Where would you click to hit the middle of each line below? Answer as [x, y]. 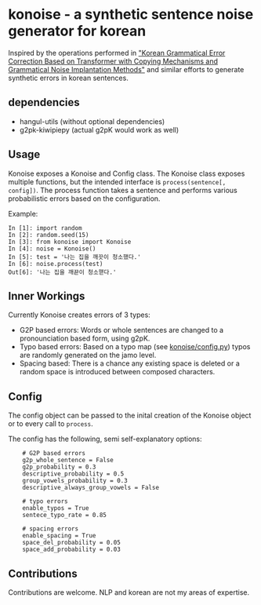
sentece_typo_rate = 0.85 [65, 516]
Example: [23, 213]
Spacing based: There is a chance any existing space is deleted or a [130, 363]
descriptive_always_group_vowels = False [91, 488]
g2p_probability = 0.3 [59, 467]
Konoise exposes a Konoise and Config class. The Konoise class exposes [127, 173]
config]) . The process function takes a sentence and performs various [123, 190]
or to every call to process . [51, 424]
